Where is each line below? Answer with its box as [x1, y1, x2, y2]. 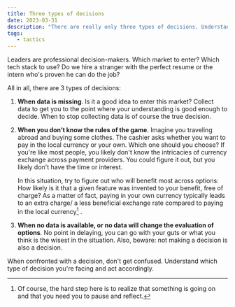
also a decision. [17, 243, 63, 252]
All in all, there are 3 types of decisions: [7, 84, 121, 92]
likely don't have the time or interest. [17, 163, 123, 171]
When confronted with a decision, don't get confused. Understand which [7, 257, 218, 265]
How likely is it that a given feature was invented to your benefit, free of [17, 184, 224, 192]
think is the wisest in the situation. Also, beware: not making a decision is [17, 236, 228, 244]
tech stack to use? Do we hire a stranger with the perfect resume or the [7, 63, 213, 71]
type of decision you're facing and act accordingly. [7, 264, 154, 273]
